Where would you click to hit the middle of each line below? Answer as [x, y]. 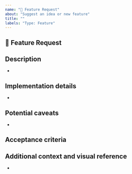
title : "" [15, 18]
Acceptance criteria [36, 140]
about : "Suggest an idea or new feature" [48, 14]
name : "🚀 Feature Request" [32, 9]
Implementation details [41, 86]
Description [23, 59]
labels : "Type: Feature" [30, 23]
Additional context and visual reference [66, 156]
